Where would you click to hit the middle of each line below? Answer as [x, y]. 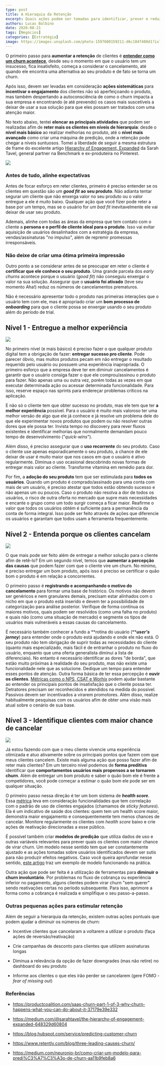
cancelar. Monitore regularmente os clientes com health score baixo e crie [81, 822]
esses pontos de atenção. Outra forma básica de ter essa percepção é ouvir [83, 674]
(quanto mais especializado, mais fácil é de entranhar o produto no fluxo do [82, 647]
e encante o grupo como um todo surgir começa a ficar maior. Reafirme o [80, 503]
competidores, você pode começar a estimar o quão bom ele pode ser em [81, 780]
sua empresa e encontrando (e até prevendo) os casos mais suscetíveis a [80, 102]
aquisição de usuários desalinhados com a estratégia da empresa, [72, 232]
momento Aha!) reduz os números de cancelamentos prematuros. [72, 287]
